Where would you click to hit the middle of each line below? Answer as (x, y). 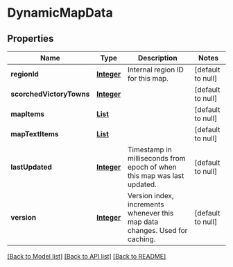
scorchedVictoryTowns (50, 94)
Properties (31, 39)
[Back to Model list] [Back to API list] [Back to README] (87, 256)
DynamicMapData (60, 13)
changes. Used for (157, 230)
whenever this (150, 213)
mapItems (28, 114)
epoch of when (152, 167)
